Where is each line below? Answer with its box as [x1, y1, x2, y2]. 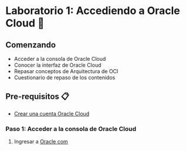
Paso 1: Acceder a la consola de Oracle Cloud [5, 125, 137, 133]
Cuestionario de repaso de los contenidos [13, 74, 116, 81]
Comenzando [5, 40, 56, 50]
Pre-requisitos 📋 [5, 92, 70, 102]
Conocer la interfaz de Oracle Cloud [13, 61, 102, 68]
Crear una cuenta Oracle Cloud [13, 110, 90, 117]
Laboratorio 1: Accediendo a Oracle [5, 4, 180, 18]
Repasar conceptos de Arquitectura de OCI [13, 68, 119, 74]
